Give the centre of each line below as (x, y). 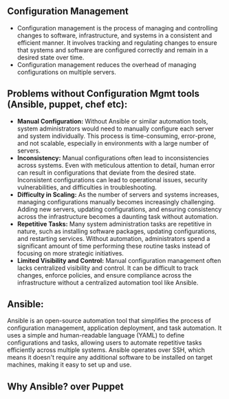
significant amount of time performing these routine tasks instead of (114, 246)
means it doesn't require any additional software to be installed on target (110, 358)
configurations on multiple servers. (67, 72)
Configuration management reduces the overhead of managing (107, 64)
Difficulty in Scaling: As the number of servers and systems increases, (118, 194)
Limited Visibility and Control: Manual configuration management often (119, 260)
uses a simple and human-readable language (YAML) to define (96, 335)
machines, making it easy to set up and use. (69, 364)
